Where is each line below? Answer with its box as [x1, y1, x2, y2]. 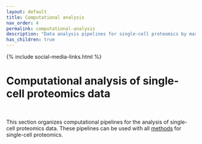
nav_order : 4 [6, 20, 39, 26]
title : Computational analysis [6, 14, 85, 20]
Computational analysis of [6, 74, 141, 88]
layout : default [6, 8, 47, 15]
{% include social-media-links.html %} [6, 53, 102, 60]
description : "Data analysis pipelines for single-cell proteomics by [6, 31, 187, 37]
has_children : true [6, 37, 55, 43]
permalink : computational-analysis [6, 25, 96, 32]
